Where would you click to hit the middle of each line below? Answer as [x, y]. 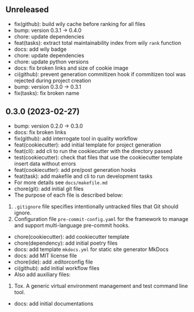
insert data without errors [45, 163]
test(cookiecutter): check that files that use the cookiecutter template [98, 157]
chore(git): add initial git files [49, 188]
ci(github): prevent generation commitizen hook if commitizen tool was [100, 74]
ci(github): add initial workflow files [57, 268]
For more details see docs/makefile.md [61, 182]
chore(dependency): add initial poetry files [66, 243]
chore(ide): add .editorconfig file [53, 262]
